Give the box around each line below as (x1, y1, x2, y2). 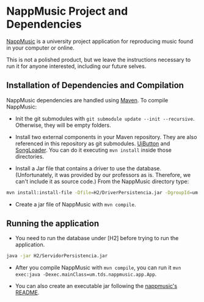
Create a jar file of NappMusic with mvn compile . (15, 200, 136, 208)
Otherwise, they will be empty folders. (15, 121, 111, 129)
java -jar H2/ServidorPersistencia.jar (6, 253, 108, 259)
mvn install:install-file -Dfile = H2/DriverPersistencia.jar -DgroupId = (6, 189, 192, 195)
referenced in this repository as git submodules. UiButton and (15, 140, 170, 147)
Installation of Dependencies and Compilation (6, 80, 184, 91)
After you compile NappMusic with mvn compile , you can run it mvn (15, 264, 181, 271)
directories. (15, 153, 45, 160)
